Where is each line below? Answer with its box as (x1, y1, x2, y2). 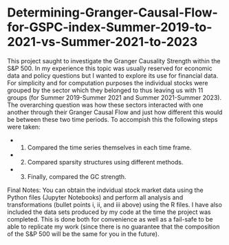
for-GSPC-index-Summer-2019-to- (7, 19, 212, 35)
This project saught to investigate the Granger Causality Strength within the (7, 56, 221, 65)
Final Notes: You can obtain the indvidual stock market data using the (7, 186, 204, 194)
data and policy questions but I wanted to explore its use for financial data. (7, 71, 219, 80)
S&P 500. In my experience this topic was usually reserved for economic (7, 64, 213, 72)
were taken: (7, 122, 41, 131)
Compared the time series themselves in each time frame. (27, 143, 192, 151)
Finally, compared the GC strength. (27, 172, 127, 180)
